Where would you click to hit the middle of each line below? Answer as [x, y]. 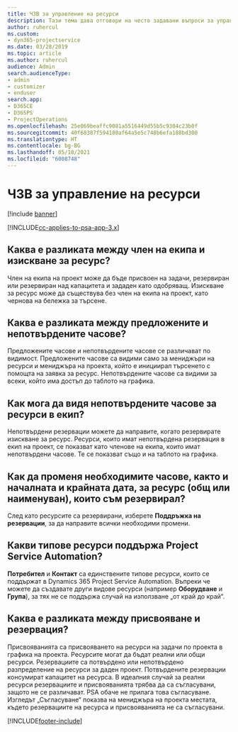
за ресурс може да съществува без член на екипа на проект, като [108, 293]
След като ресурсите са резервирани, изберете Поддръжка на [104, 516]
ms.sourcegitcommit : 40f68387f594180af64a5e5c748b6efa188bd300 [103, 133]
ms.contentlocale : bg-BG [44, 146]
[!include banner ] [33, 213]
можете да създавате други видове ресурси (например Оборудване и [115, 589]
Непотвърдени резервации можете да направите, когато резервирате [114, 432]
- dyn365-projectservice [44, 40]
